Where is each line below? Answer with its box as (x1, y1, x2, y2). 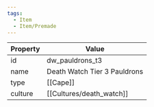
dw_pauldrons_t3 (47, 56, 103, 65)
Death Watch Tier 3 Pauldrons (47, 67, 144, 76)
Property (10, 44, 40, 54)
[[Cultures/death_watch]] (47, 89, 129, 99)
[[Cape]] (47, 78, 75, 87)
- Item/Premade (13, 22, 57, 29)
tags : (7, 10, 23, 17)
